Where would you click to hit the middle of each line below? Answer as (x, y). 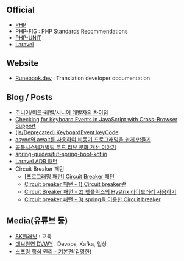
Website (22, 63)
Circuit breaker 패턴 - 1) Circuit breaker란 (75, 184)
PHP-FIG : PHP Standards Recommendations (71, 31)
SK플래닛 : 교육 (33, 237)
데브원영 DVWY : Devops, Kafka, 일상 (61, 244)
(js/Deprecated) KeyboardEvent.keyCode (67, 132)
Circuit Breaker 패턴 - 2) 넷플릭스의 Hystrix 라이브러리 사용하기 (100, 192)
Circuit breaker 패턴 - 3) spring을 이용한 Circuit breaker (93, 199)
